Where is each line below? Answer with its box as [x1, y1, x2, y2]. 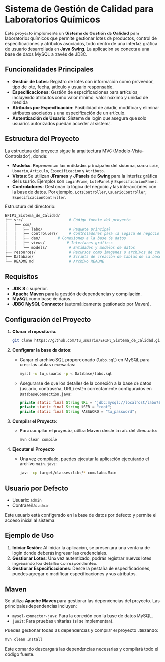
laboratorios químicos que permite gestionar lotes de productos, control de [5, 35, 157, 41]
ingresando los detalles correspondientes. [12, 560, 98, 566]
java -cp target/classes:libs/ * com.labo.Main [19, 470, 117, 476]
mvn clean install [5, 637, 43, 642]
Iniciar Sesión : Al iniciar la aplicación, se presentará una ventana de [12, 544, 150, 550]
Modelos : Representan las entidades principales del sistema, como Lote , [12, 163, 160, 168]
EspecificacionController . [12, 194, 67, 200]
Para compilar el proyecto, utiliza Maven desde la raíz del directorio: [19, 428, 157, 434]
